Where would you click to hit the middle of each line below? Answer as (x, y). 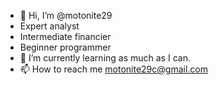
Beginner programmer (65, 47)
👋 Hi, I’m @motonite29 (66, 15)
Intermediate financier (65, 36)
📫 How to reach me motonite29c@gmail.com (113, 69)
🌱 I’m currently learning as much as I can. (105, 58)
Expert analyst (49, 26)
